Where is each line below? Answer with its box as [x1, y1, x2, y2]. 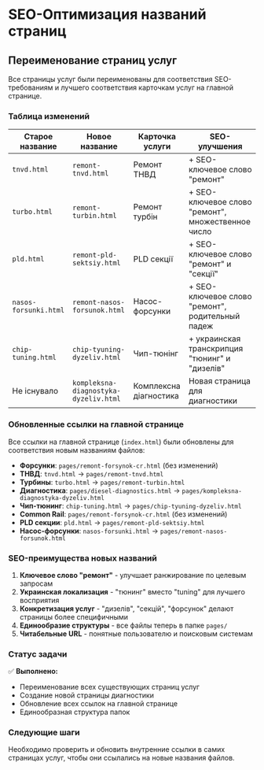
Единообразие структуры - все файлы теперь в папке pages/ [19, 620, 228, 630]
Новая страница [188, 376, 251, 387]
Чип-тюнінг [133, 348, 179, 359]
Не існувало [12, 386, 59, 397]
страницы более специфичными [19, 612, 128, 621]
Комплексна [133, 380, 181, 391]
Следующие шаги [8, 727, 80, 738]
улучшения [197, 141, 243, 152]
